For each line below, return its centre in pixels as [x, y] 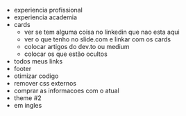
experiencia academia [45, 17]
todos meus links [38, 61]
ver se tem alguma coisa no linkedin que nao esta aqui [102, 32]
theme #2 [27, 98]
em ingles [28, 105]
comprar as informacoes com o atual [66, 90]
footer [23, 69]
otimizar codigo [36, 76]
